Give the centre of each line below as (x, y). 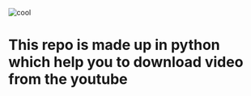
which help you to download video (126, 63)
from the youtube (68, 79)
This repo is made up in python (114, 45)
